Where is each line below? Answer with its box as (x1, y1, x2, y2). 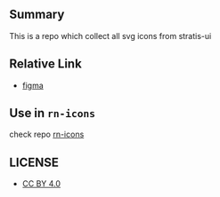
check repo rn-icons (9, 129, 85, 140)
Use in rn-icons (9, 106, 96, 121)
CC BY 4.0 (21, 178, 61, 189)
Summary (9, 7, 65, 22)
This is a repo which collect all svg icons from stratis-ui (9, 30, 212, 41)
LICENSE (9, 154, 60, 169)
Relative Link (9, 57, 82, 72)
